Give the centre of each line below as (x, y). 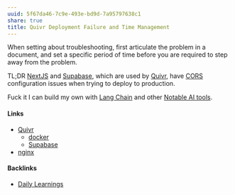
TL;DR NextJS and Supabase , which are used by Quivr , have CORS (105, 76)
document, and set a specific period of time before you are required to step (118, 55)
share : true (25, 21)
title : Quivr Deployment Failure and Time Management (89, 27)
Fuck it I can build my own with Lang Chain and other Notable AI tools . (110, 97)
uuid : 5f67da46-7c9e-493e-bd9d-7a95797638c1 (74, 14)
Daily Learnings (40, 184)
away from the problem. (42, 62)
